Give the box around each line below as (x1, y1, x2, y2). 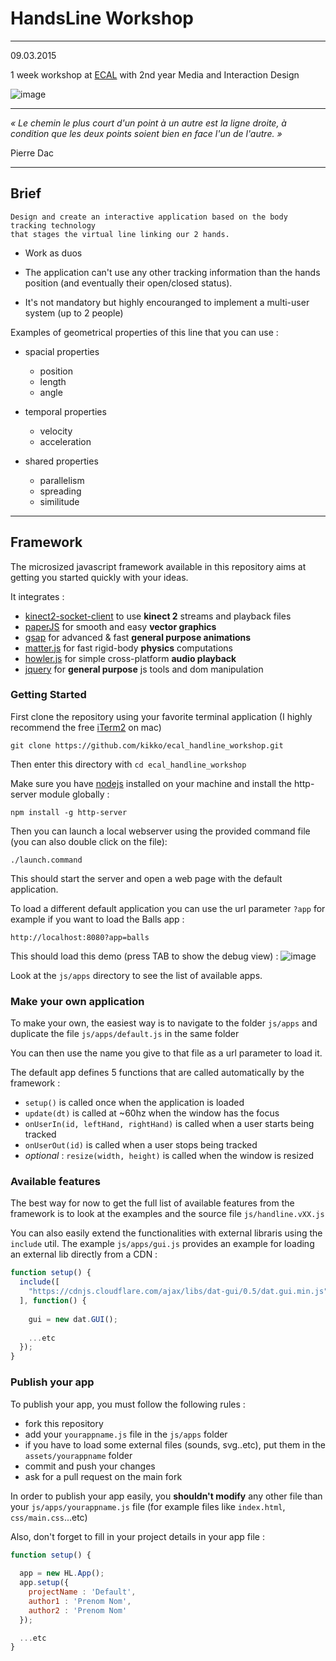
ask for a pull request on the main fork (24, 1470, 183, 1482)
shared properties (24, 455, 99, 467)
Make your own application (10, 994, 145, 1008)
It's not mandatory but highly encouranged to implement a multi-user (24, 296, 310, 308)
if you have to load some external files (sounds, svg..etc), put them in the (24, 1438, 326, 1451)
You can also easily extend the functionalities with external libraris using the (10, 1227, 323, 1239)
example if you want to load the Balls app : (10, 913, 185, 925)
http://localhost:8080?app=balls (10, 932, 150, 942)
